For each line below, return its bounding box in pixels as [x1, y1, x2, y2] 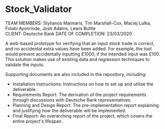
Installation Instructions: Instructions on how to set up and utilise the [12, 81, 154, 87]
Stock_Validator [5, 3, 72, 15]
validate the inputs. [5, 61, 45, 67]
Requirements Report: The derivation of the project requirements [12, 91, 146, 97]
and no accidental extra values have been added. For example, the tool [5, 45, 152, 51]
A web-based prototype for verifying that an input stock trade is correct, [5, 40, 154, 46]
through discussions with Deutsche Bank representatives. [12, 96, 132, 103]
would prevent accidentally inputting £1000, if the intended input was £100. [5, 51, 160, 57]
